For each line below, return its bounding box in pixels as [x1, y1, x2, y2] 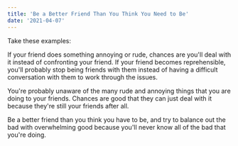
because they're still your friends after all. [7, 101, 129, 110]
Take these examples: [7, 36, 72, 45]
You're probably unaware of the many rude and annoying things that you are [7, 86, 231, 95]
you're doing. [7, 130, 46, 139]
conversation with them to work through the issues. [7, 72, 158, 82]
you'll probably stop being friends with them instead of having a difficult [7, 65, 218, 74]
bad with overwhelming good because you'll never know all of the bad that [7, 123, 226, 131]
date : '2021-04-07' [7, 17, 65, 24]
